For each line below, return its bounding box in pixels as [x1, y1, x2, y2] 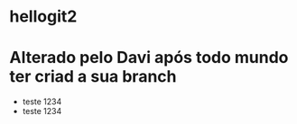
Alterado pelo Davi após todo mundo [9, 48, 289, 68]
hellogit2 [9, 6, 78, 27]
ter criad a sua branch [9, 66, 177, 87]
